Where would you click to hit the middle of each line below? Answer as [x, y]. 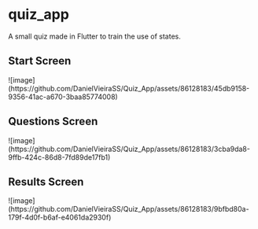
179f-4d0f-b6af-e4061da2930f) [60, 217]
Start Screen [40, 61]
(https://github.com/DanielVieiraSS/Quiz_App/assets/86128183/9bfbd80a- [129, 209]
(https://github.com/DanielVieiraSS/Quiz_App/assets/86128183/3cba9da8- [129, 149]
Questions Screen [53, 122]
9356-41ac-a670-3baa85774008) [63, 97]
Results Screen [46, 181]
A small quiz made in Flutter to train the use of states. [94, 36]
